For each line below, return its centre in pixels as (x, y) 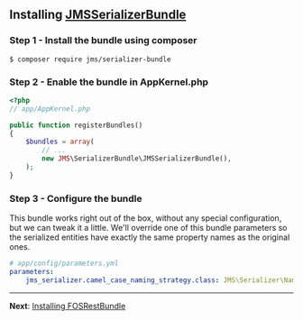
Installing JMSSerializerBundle (98, 15)
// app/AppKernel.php (50, 109)
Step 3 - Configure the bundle (76, 198)
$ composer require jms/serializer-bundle (90, 59)
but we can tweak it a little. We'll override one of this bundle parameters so (148, 228)
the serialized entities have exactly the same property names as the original (150, 237)
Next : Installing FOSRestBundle (68, 306)
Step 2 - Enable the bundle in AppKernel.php (109, 82)
